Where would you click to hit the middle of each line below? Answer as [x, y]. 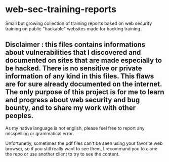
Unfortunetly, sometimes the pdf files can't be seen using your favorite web [84, 143]
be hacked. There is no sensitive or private [74, 69]
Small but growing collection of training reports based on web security [79, 23]
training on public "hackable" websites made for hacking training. [73, 28]
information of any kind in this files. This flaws [80, 76]
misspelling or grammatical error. [40, 133]
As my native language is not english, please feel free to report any [75, 128]
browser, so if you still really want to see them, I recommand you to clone [81, 148]
